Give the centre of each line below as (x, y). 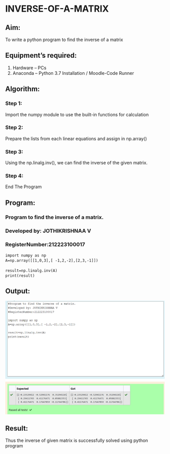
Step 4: (14, 176)
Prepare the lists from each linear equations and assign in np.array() (76, 138)
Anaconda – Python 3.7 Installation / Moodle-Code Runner (73, 73)
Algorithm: (23, 89)
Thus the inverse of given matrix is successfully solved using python (77, 440)
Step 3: (14, 151)
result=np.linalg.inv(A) (31, 271)
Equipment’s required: (41, 55)
